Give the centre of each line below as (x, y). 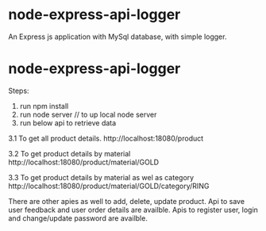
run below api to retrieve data (68, 123)
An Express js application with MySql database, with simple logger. (118, 37)
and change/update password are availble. (78, 218)
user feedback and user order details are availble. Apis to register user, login (133, 210)
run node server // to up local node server (88, 114)
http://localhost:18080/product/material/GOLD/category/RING (109, 186)
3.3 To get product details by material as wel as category (101, 177)
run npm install (44, 106)
